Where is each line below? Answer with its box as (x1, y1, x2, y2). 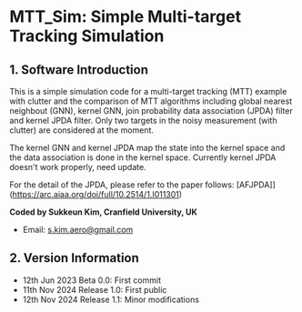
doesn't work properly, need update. (9, 162, 147, 172)
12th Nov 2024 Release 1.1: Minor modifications (22, 294, 200, 305)
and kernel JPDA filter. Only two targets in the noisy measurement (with (9, 116, 277, 126)
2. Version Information (9, 250, 139, 266)
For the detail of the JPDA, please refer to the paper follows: (9, 179, 235, 190)
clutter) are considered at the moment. (9, 125, 155, 136)
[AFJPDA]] (236, 179, 276, 190)
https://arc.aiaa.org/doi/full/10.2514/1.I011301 (12, 189, 180, 199)
